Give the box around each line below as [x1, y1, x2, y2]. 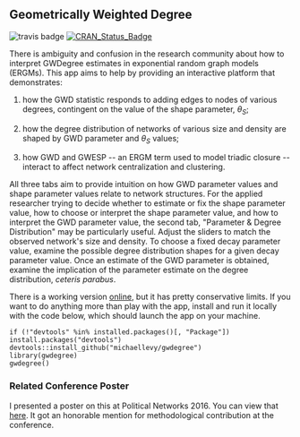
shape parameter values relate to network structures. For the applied [9, 188, 263, 200]
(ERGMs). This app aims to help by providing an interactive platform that [9, 67, 276, 78]
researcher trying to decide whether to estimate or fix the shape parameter [9, 198, 287, 209]
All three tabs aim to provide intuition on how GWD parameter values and [9, 179, 279, 190]
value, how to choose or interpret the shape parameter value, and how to [9, 208, 279, 218]
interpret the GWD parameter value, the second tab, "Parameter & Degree [9, 217, 282, 227]
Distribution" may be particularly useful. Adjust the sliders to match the [9, 227, 271, 237]
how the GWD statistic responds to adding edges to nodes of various [21, 94, 278, 105]
